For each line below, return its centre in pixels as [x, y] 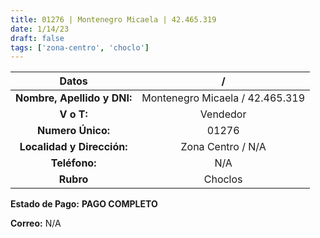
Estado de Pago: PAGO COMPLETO [84, 204]
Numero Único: [74, 131]
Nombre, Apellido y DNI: [74, 98]
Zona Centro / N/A [223, 147]
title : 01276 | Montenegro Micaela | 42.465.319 [113, 19]
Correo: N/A [36, 223]
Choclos [223, 179]
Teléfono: [73, 163]
